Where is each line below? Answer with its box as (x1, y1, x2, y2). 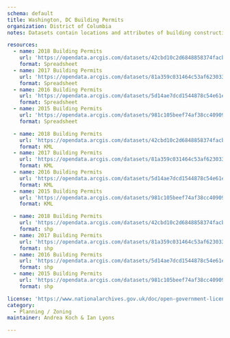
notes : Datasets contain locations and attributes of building (7, 29, 192, 36)
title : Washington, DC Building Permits (7, 16, 125, 23)
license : (7, 295, 32, 302)
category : (7, 302, 36, 309)
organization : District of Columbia (7, 23, 112, 29)
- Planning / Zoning (13, 308, 72, 315)
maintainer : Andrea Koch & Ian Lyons (7, 315, 115, 322)
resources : (7, 42, 38, 49)
